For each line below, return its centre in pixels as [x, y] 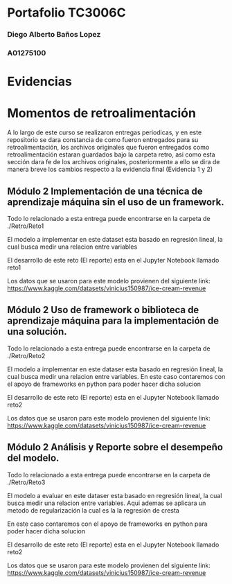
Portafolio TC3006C [66, 13]
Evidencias [40, 82]
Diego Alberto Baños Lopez [54, 35]
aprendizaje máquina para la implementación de [113, 321]
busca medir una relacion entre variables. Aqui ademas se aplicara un [107, 503]
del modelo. [33, 458]
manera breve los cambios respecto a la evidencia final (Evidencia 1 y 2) [110, 169]
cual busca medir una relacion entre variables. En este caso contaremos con [116, 376]
